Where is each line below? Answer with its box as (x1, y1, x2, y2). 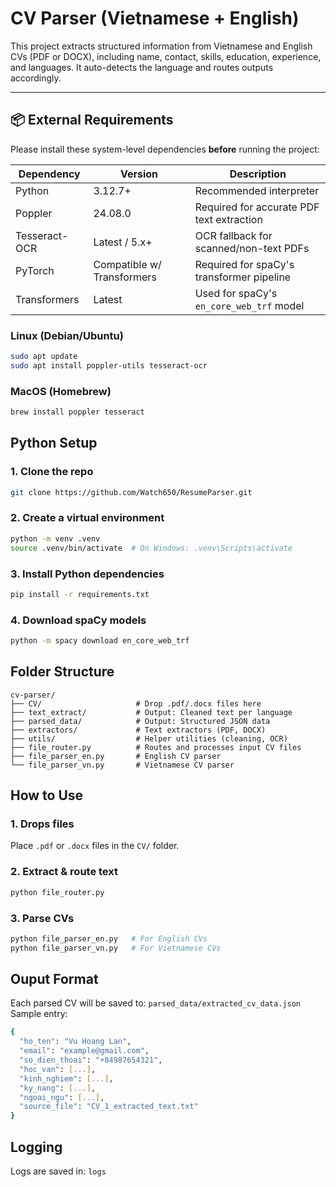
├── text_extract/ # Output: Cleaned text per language (10, 707, 293, 717)
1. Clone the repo (10, 465, 94, 479)
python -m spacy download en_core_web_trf (10, 636, 190, 646)
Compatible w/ (93, 257, 162, 271)
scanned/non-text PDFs (194, 241, 310, 255)
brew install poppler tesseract (10, 407, 145, 417)
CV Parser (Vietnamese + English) (10, 7, 300, 30)
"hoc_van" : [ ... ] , (19, 1064, 97, 1074)
